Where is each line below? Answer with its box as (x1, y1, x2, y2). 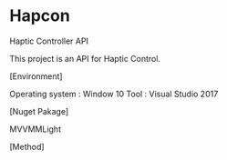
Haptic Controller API (9, 35, 89, 46)
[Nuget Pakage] (9, 105, 69, 116)
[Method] (9, 141, 45, 152)
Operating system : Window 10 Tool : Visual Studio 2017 (9, 88, 219, 99)
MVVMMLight (9, 124, 62, 135)
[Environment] (9, 70, 63, 82)
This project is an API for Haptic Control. (9, 53, 161, 64)
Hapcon (9, 5, 70, 26)
